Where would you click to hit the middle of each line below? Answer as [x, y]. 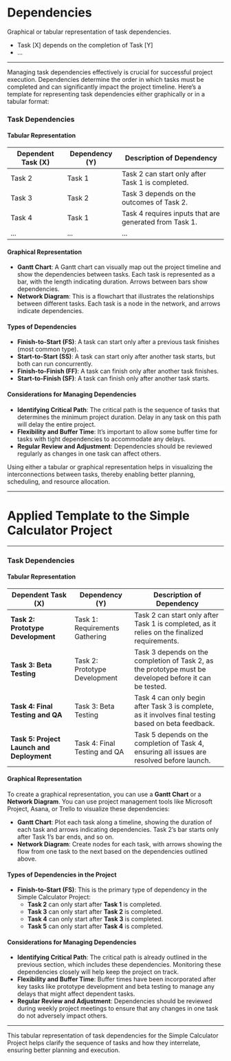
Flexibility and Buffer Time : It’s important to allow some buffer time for [117, 431]
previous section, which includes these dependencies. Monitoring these [119, 965]
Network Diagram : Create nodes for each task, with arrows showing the [119, 844]
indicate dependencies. [50, 311]
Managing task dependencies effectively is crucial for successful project [110, 72]
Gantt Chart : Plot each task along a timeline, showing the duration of [114, 822]
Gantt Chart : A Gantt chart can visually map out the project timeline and [119, 267]
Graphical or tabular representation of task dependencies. [89, 32]
